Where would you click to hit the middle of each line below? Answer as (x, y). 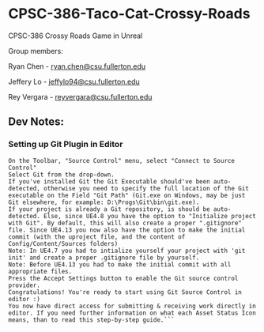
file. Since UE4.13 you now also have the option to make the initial (127, 230)
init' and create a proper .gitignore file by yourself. (104, 258)
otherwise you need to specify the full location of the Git (146, 188)
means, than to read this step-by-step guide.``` (92, 320)
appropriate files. (40, 271)
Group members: (36, 51)
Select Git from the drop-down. (61, 175)
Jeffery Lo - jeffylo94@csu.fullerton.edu (74, 81)
